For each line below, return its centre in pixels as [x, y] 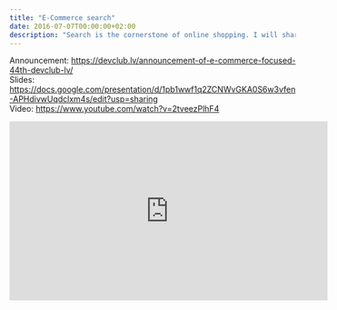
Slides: [22, 80]
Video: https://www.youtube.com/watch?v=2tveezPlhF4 [114, 109]
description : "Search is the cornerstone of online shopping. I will [144, 35]
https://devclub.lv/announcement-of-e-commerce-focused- [183, 61]
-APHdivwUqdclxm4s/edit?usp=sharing [84, 99]
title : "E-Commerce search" [63, 18]
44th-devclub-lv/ [41, 70]
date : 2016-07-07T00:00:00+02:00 [73, 26]
